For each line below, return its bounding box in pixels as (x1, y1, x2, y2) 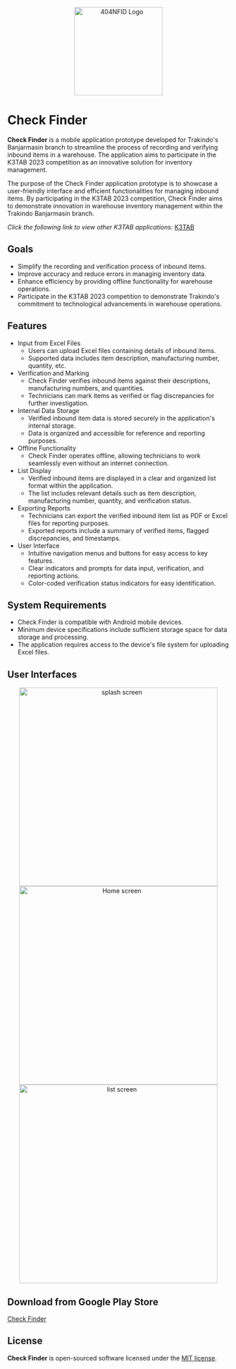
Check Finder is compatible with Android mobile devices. (17, 618, 183, 626)
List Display (17, 466, 51, 474)
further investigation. (27, 399, 89, 407)
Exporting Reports (17, 503, 70, 512)
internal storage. (27, 421, 76, 430)
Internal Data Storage (17, 406, 80, 414)
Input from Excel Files (17, 339, 81, 347)
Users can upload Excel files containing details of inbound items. (27, 346, 216, 354)
